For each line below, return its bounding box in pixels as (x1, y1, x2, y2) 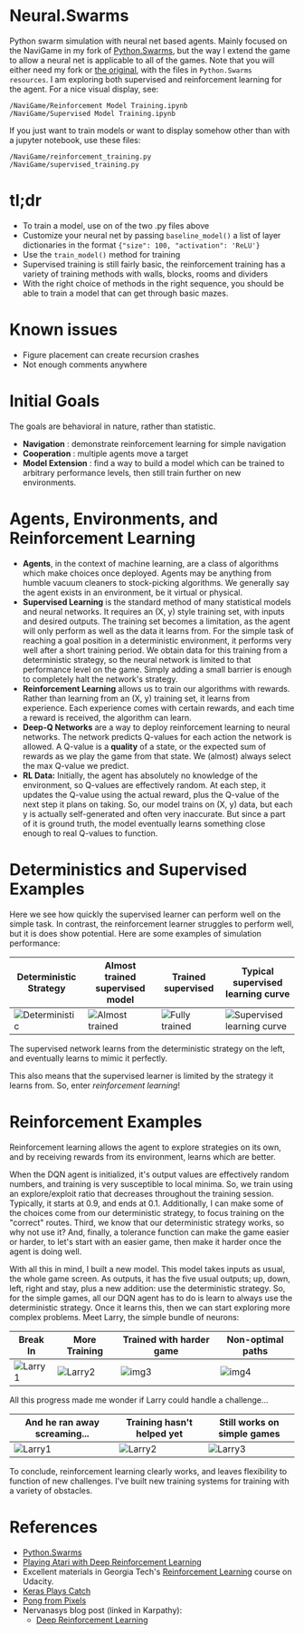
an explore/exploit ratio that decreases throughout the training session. (9, 1188, 274, 1199)
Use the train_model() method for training (22, 248, 181, 259)
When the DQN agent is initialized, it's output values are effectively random (9, 1169, 290, 1180)
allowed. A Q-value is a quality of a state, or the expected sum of (22, 741, 267, 752)
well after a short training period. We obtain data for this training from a (22, 645, 288, 656)
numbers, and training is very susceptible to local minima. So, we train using (9, 1178, 294, 1189)
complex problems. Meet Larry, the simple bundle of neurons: (9, 1311, 240, 1322)
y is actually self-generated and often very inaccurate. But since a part (22, 808, 286, 819)
